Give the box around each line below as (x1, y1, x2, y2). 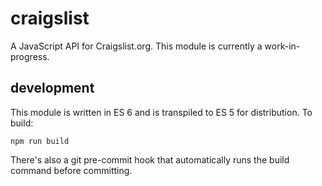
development (10, 80, 95, 97)
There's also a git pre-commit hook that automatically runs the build (10, 153, 290, 166)
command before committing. (10, 164, 133, 176)
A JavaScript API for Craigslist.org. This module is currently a (10, 40, 263, 52)
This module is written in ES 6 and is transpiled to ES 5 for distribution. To (10, 106, 313, 118)
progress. (10, 50, 50, 62)
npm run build (10, 136, 70, 146)
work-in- (264, 40, 301, 52)
